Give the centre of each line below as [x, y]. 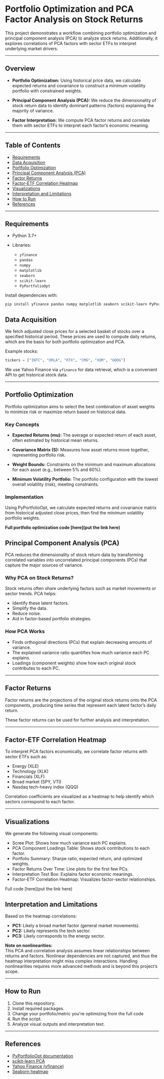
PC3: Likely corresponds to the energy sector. [59, 936]
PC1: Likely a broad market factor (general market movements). [76, 926]
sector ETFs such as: [26, 757]
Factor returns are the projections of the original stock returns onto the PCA [81, 700]
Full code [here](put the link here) [39, 889]
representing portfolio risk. [39, 455]
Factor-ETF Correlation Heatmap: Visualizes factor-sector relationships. [84, 879]
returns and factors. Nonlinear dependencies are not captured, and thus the [81, 956]
